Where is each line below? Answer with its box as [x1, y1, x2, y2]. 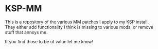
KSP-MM [5, 3, 42, 14]
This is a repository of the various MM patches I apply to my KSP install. [5, 19, 149, 25]
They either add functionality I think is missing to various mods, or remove [5, 24, 154, 30]
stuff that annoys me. [5, 29, 48, 35]
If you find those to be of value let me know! [5, 38, 93, 44]
